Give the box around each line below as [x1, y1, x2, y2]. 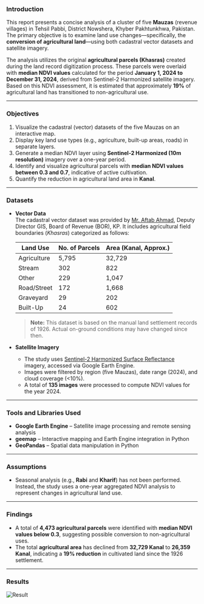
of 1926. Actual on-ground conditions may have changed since [30, 325, 188, 333]
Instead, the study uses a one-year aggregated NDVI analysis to [15, 483, 175, 490]
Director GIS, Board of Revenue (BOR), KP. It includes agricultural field [15, 223, 191, 230]
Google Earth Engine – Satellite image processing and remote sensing [15, 422, 191, 430]
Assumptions [6, 463, 47, 471]
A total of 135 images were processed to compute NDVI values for [24, 381, 190, 388]
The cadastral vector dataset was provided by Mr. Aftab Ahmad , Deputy [15, 216, 195, 223]
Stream [18, 263, 39, 272]
